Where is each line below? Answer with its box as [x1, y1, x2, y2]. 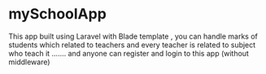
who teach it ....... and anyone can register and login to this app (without [8, 48, 250, 58]
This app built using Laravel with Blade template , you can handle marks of [8, 31, 258, 41]
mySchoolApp [8, 5, 107, 23]
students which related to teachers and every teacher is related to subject [8, 39, 256, 49]
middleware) [8, 57, 50, 67]
